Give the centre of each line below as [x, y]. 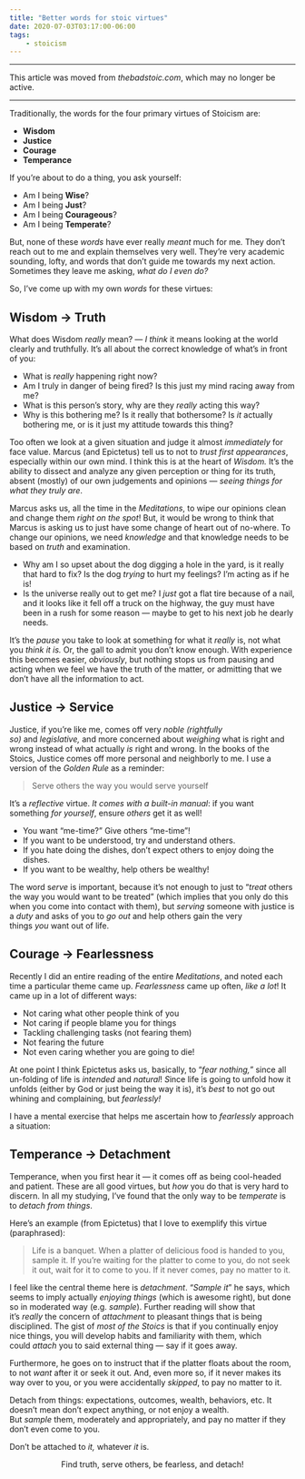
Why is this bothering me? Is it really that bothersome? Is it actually [148, 415]
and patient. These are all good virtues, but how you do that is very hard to [149, 1186]
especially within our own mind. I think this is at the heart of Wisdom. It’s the [152, 461]
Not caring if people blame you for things [99, 1023]
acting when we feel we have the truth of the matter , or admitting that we [146, 669]
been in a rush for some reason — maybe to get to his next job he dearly [158, 613]
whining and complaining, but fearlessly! [85, 1099]
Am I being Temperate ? [67, 225]
